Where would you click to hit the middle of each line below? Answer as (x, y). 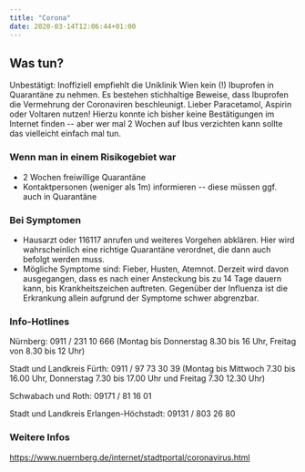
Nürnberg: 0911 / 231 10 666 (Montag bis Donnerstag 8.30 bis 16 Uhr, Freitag (153, 342)
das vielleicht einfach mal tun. (65, 134)
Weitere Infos (40, 437)
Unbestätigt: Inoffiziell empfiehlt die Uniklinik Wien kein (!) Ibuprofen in (142, 85)
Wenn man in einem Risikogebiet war (93, 158)
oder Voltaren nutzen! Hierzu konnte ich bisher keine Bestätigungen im (142, 114)
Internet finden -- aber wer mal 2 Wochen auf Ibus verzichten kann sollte (146, 124)
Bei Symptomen (46, 220)
